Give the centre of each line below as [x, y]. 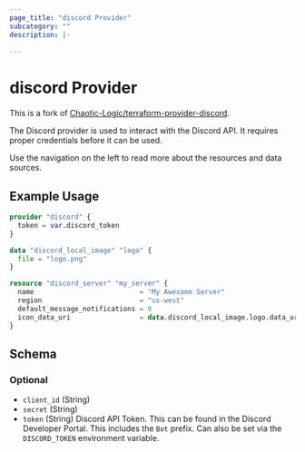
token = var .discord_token [69, 225]
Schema [33, 354]
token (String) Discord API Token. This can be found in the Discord [147, 419]
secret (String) [50, 409]
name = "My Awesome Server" [121, 292]
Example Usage [54, 196]
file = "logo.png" [53, 259]
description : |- [40, 34]
